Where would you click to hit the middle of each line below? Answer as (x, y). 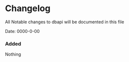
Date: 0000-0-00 (22, 31)
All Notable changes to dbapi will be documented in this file (64, 22)
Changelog (28, 8)
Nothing (13, 54)
